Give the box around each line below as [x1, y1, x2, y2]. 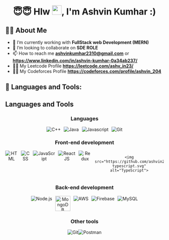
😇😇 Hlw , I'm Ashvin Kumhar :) [13, 6, 156, 18]
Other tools [70, 218, 99, 225]
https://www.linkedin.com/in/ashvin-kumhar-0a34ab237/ [12, 58, 138, 63]
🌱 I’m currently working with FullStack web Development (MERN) [12, 39, 149, 45]
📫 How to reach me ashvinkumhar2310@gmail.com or [12, 50, 129, 56]
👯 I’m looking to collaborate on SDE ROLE [12, 45, 98, 50]
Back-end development [55, 184, 114, 191]
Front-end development [55, 139, 114, 146]
